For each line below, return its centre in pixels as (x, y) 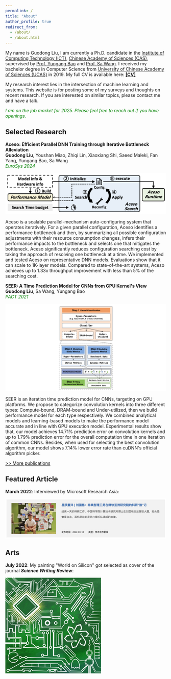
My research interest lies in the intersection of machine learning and (77, 84)
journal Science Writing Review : (40, 570)
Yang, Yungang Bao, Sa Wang (36, 160)
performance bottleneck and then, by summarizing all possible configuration (86, 233)
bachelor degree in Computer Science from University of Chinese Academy (85, 69)
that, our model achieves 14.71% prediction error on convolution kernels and (85, 432)
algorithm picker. (23, 453)
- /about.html (25, 38)
